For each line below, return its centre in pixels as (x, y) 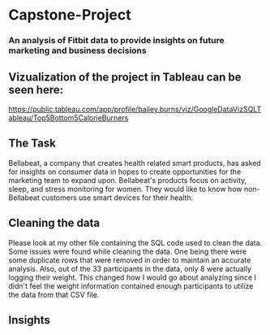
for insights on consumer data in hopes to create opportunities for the (125, 172)
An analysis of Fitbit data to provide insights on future (116, 41)
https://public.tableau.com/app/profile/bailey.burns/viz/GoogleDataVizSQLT (135, 109)
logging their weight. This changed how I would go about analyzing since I (133, 277)
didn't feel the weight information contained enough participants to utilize (131, 285)
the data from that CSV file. (54, 294)
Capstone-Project (70, 15)
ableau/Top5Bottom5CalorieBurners (69, 117)
